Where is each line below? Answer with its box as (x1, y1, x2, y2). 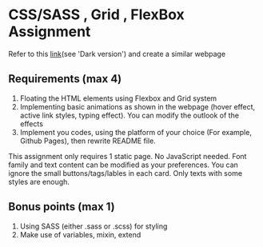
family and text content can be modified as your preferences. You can (8, 160, 238, 169)
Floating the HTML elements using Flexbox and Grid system (19, 94, 217, 103)
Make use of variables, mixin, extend (19, 229, 141, 239)
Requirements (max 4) (8, 72, 122, 86)
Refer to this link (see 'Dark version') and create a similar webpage (8, 49, 226, 58)
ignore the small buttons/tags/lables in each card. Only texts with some (8, 168, 242, 177)
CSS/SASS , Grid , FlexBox (8, 6, 185, 24)
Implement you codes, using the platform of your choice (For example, (19, 127, 252, 137)
